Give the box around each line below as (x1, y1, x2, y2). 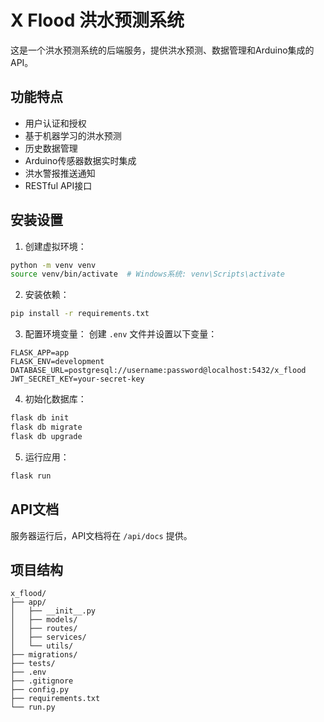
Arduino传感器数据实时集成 (24, 154, 137, 166)
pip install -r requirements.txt (10, 309, 150, 319)
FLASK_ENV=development (10, 357, 105, 367)
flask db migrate (10, 422, 83, 433)
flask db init (10, 413, 70, 423)
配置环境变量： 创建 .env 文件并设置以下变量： (24, 328, 218, 340)
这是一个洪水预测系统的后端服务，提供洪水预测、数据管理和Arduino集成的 (10, 44, 315, 56)
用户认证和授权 (24, 117, 87, 129)
